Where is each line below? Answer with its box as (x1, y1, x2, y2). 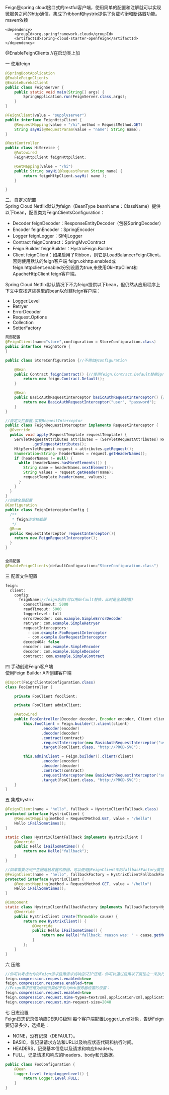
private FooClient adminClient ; (14, 703, 82, 708)
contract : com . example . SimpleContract (23, 654, 105, 659)
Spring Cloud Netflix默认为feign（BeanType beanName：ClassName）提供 (5, 203, 161, 209)
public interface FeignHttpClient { (5, 117, 82, 122)
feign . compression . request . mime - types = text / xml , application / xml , (5, 995, 145, 1000)
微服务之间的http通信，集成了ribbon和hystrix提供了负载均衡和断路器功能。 (5, 11, 160, 17)
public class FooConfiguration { (5, 1062, 75, 1067)
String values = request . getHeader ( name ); (23, 470, 114, 475)
